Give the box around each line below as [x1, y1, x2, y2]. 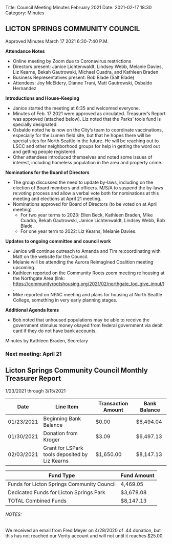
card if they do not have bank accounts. [12, 328, 97, 334]
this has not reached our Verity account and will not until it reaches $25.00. [5, 532, 164, 539]
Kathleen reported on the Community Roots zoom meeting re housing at [12, 270, 165, 276]
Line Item [55, 403, 79, 410]
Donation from [43, 429, 78, 437]
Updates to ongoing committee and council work [5, 238, 111, 244]
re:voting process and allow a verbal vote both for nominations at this [12, 190, 159, 196]
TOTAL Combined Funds [8, 497, 67, 504]
